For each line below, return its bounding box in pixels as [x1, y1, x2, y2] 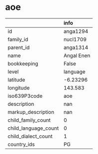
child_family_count [7, 116, 51, 123]
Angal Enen [63, 52, 91, 59]
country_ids [7, 141, 35, 148]
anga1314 [63, 44, 89, 51]
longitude [7, 84, 30, 91]
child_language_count [7, 125, 59, 132]
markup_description [7, 108, 55, 115]
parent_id [7, 44, 30, 51]
